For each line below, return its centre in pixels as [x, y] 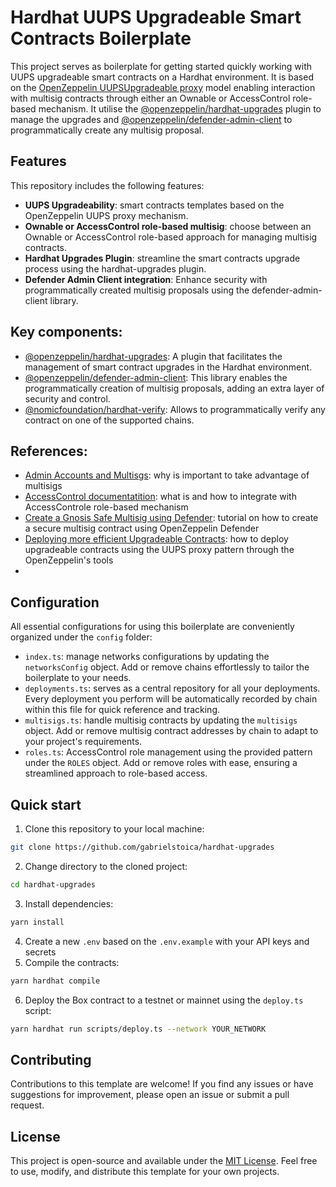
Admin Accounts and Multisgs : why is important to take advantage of [167, 475]
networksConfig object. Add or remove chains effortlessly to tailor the [167, 667]
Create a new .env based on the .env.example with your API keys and [167, 941]
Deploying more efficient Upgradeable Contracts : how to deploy [156, 539]
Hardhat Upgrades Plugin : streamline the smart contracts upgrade [162, 258]
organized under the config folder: [81, 637]
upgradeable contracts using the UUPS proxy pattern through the [159, 550]
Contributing [51, 1059]
